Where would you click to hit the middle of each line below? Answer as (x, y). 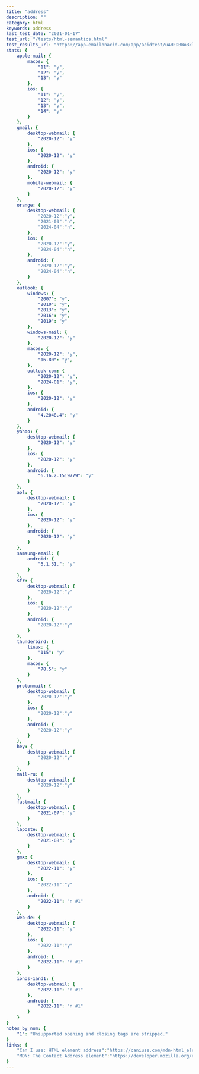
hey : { (25, 747)
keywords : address (29, 28)
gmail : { (28, 128)
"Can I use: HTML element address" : (62, 1051)
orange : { (29, 205)
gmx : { (25, 857)
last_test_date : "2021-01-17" (44, 34)
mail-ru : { (30, 774)
